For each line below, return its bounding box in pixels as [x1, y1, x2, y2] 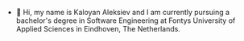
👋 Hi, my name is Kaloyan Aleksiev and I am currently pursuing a [15, 8, 230, 17]
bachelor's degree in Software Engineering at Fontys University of [15, 16, 236, 25]
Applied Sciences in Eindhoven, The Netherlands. [15, 24, 181, 33]
